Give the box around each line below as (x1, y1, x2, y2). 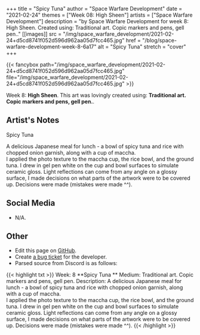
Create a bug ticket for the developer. (14, 253, 107, 260)
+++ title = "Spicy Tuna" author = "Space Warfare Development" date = (6, 5, 183, 12)
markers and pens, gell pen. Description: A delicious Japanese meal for (6, 278, 182, 285)
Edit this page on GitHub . (14, 247, 76, 254)
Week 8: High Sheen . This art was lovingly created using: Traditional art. (6, 92, 186, 99)
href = (125, 37, 141, 44)
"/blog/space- (142, 37, 177, 44)
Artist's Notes (6, 115, 60, 125)
